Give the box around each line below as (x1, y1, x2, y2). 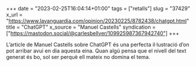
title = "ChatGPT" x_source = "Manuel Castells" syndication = (6, 23, 156, 30)
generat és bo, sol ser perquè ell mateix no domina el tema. (6, 54, 151, 60)
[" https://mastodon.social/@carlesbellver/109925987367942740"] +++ (6, 30, 179, 37)
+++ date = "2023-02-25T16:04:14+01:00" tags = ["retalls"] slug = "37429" (6, 5, 191, 12)
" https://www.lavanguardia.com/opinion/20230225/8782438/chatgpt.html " (6, 18, 190, 24)
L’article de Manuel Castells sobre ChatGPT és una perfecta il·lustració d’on (6, 41, 190, 48)
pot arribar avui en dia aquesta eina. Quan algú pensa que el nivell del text (6, 47, 187, 54)
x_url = (6, 11, 23, 18)
